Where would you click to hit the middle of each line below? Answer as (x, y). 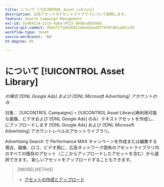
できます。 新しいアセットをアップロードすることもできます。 (71, 160)
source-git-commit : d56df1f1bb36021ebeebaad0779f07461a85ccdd (70, 28)
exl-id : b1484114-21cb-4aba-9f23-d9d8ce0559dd (53, 23)
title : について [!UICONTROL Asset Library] (50, 10)
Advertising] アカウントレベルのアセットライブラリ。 (59, 131)
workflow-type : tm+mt (27, 32)
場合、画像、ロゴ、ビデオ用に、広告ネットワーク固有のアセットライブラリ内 (82, 147)
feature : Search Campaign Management (44, 19)
